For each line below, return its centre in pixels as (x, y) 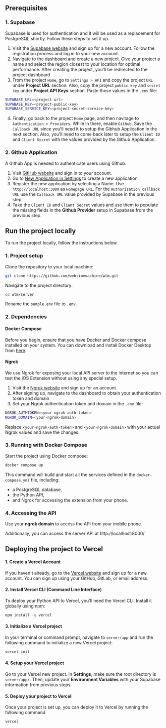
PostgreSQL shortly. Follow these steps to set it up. (57, 38)
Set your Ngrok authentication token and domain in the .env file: (78, 403)
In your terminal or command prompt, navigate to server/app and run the (79, 637)
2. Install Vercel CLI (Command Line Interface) (54, 590)
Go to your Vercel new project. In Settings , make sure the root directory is (81, 674)
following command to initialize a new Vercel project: (59, 642)
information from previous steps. (38, 685)
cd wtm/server (20, 294)
